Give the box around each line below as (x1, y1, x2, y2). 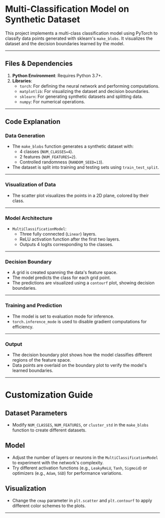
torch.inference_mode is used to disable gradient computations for (12, 318, 147, 324)
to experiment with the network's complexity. (12, 459, 104, 465)
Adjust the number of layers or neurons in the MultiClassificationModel (12, 454, 158, 460)
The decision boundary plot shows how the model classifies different (12, 352, 152, 358)
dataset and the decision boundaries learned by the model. (5, 40, 125, 46)
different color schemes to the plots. (12, 503, 86, 509)
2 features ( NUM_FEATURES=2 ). (19, 154, 77, 160)
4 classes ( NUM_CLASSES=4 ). (19, 149, 74, 154)
